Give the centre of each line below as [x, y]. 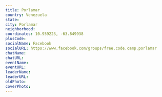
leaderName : [18, 72]
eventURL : [16, 67]
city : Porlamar [22, 24]
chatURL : [15, 58]
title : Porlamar [23, 10]
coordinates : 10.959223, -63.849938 [44, 34]
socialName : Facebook [28, 44]
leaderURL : [17, 77]
